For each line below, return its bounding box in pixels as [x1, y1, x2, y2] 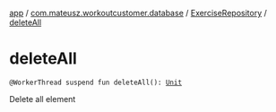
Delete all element [9, 93, 76, 104]
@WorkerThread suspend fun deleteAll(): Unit [9, 78, 182, 87]
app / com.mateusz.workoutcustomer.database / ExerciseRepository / [9, 8, 267, 18]
